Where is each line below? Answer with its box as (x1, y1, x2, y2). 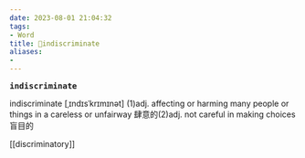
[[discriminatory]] (9, 139, 76, 149)
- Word (9, 30, 35, 39)
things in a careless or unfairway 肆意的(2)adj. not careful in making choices (9, 109, 296, 120)
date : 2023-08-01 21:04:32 (9, 13, 112, 23)
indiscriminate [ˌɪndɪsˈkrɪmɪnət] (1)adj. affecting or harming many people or (9, 98, 289, 109)
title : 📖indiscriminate (9, 38, 100, 48)
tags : (9, 22, 30, 31)
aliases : (9, 47, 43, 57)
